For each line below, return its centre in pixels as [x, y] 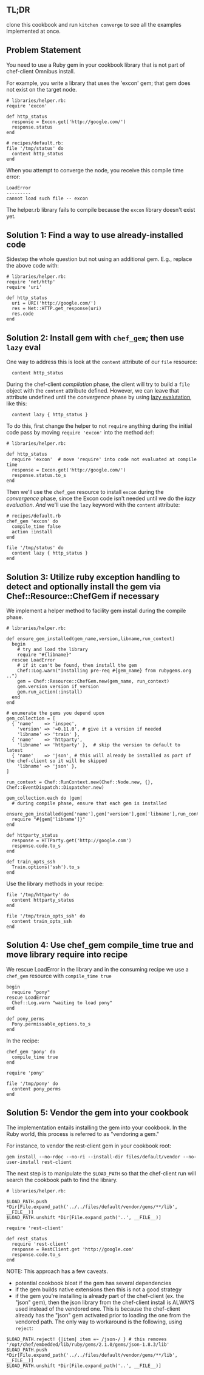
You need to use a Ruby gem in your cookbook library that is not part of [96, 65]
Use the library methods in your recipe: [55, 884]
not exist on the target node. [42, 89]
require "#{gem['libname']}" [49, 819]
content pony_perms [36, 1089]
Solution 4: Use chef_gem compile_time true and [100, 945]
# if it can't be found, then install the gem [77, 666]
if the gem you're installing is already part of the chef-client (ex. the [99, 1296]
